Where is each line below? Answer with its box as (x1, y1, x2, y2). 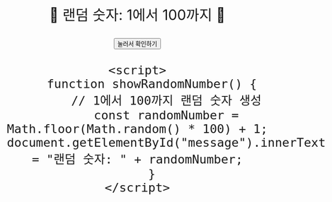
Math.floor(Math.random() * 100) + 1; (6, 121, 268, 136)
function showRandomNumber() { (46, 77, 258, 91)
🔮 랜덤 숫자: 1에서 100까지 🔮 (49, 6, 226, 24)
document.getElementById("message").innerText (6, 136, 326, 150)
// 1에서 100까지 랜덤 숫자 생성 (71, 93, 262, 108)
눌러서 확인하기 (117, 40, 158, 48)
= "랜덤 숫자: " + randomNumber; (31, 152, 244, 167)
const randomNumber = (93, 108, 239, 122)
